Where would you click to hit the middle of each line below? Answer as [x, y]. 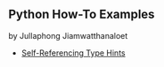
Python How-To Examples [82, 15]
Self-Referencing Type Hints [73, 53]
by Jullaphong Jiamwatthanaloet [68, 35]
